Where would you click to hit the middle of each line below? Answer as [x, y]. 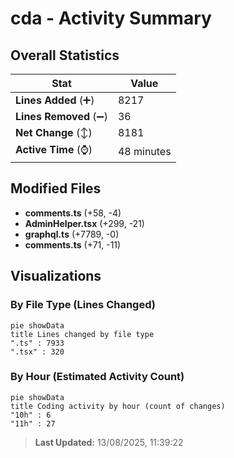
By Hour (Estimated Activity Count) [97, 377]
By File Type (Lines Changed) [83, 305]
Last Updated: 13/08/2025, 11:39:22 [109, 442]
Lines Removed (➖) [61, 116]
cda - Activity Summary [111, 18]
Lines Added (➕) [55, 100]
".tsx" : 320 [37, 352]
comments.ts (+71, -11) [73, 244]
